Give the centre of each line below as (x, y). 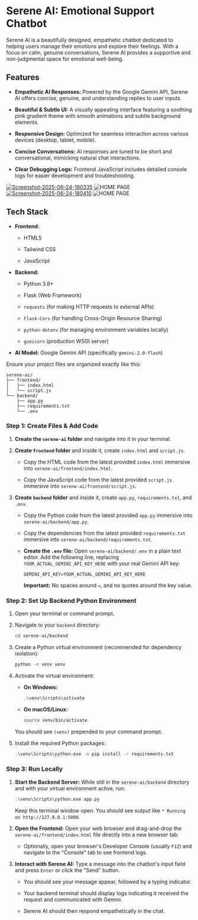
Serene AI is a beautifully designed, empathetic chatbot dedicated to (90, 40)
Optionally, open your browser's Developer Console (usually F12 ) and (108, 846)
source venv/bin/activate (55, 720)
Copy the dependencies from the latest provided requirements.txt (105, 533)
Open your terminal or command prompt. (64, 614)
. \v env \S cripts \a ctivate (54, 698)
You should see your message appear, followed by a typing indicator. (108, 881)
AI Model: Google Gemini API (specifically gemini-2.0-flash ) (89, 352)
